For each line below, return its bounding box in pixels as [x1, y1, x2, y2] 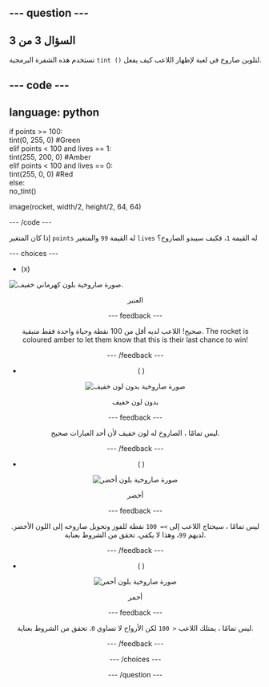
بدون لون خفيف [111, 397, 159, 407]
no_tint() [9, 186, 37, 196]
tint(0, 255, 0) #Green [9, 136, 81, 145]
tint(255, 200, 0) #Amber [9, 152, 91, 162]
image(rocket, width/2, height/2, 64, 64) [9, 202, 142, 212]
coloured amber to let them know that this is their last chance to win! [22, 335, 249, 344]
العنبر [127, 295, 143, 305]
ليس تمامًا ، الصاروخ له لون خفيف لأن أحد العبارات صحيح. [50, 429, 220, 438]
